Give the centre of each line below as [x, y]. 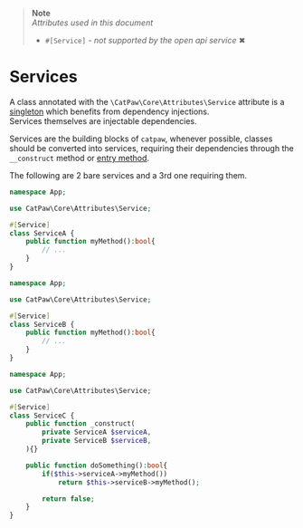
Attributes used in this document [92, 23]
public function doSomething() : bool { [97, 466]
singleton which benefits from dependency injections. [109, 111]
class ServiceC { [42, 416]
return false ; [68, 499]
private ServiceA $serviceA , [97, 432]
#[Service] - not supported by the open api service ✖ [145, 40]
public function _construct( [80, 424]
